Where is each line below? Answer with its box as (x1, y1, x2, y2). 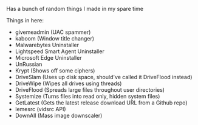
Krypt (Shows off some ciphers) (15, 67, 95, 74)
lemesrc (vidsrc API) (15, 106, 66, 112)
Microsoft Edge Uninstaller (15, 54, 82, 61)
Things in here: (6, 17, 44, 24)
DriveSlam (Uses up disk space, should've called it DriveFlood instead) (15, 74, 193, 80)
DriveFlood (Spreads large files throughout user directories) (15, 86, 165, 93)
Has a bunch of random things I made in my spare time (6, 5, 144, 12)
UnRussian (15, 60, 43, 68)
